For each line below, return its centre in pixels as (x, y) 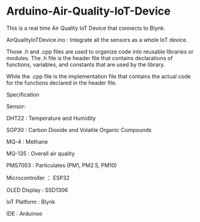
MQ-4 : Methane (27, 142)
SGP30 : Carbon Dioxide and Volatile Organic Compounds (79, 130)
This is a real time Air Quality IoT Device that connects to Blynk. (86, 28)
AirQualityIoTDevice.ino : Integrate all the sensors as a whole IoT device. (97, 40)
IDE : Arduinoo (24, 213)
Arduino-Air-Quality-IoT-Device (88, 11)
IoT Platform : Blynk (31, 201)
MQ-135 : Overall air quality (41, 153)
